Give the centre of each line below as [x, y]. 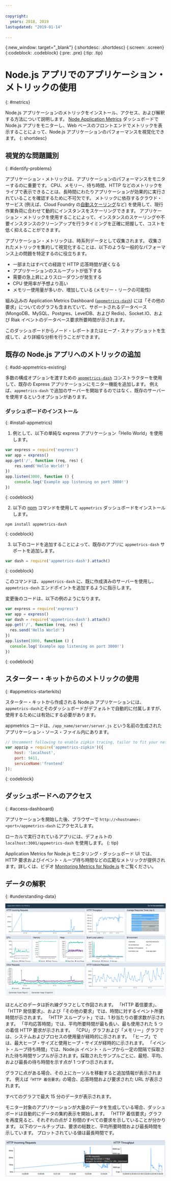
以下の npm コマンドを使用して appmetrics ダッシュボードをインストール [89, 508]
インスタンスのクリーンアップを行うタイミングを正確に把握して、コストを [87, 223]
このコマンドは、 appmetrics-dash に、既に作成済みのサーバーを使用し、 [81, 581]
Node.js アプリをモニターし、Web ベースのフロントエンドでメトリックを [82, 125]
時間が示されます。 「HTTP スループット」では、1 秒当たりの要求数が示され [85, 1017]
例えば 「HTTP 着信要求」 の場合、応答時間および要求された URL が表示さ [89, 1079]
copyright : [17, 16]
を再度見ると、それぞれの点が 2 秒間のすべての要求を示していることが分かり [85, 1120]
